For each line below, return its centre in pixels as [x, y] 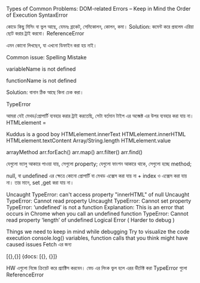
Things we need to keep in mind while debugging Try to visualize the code [98, 231]
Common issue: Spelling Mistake [46, 57]
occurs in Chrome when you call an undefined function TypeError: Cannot [97, 213]
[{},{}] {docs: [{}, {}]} [32, 256]
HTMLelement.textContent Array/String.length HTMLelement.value [89, 141]
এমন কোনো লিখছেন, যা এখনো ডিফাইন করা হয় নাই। [51, 45]
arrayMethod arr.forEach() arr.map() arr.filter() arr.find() [74, 152]
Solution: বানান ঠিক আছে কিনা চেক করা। [45, 92]
